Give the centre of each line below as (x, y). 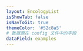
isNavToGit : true (27, 22)
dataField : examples (31, 39)
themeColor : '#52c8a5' (34, 28)
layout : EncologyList (33, 11)
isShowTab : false (27, 17)
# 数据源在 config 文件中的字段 (41, 33)
